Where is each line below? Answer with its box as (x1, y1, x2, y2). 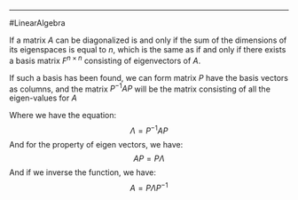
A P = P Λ (133, 153, 165, 164)
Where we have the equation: (9, 110, 117, 121)
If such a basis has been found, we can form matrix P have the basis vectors (9, 72, 288, 83)
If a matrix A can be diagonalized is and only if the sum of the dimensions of (9, 35, 287, 45)
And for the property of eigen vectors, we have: (9, 139, 184, 149)
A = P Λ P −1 (129, 180, 169, 193)
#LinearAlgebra (9, 18, 66, 28)
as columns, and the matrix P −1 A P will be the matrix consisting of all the (9, 82, 271, 94)
